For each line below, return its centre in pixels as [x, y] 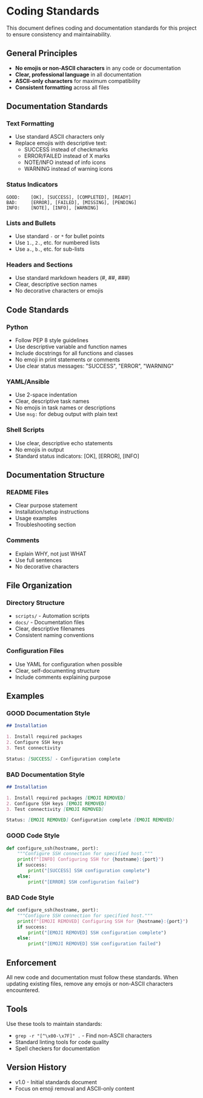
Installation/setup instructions [52, 512]
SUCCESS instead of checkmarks [66, 150]
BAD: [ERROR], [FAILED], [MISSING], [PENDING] [72, 202]
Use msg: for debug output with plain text [66, 414]
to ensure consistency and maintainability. [59, 34]
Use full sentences [38, 560]
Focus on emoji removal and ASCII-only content [75, 1088]
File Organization [39, 585]
